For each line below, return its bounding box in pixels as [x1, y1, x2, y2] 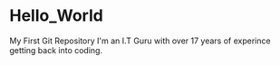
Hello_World [9, 5, 104, 26]
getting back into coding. [9, 44, 102, 55]
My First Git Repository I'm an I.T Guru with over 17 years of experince [9, 35, 271, 46]
